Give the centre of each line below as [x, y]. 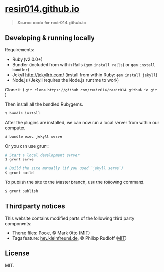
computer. [15, 128]
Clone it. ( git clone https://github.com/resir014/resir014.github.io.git [81, 90]
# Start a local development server [42, 155]
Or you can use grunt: [27, 146]
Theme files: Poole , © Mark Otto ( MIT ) [51, 233]
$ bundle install [23, 113]
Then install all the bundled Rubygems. [44, 104]
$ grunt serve [20, 159]
